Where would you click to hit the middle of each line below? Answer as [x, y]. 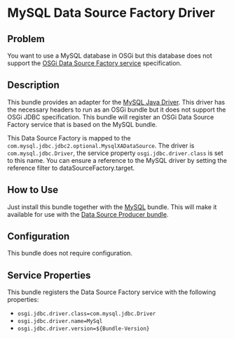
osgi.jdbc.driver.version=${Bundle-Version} [83, 329]
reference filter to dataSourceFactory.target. [71, 168]
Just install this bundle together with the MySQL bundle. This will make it [112, 207]
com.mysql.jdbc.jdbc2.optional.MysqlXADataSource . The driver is [101, 145]
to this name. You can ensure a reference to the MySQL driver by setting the [117, 160]
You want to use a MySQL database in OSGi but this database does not [110, 55]
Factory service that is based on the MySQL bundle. [82, 124]
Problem [26, 39]
